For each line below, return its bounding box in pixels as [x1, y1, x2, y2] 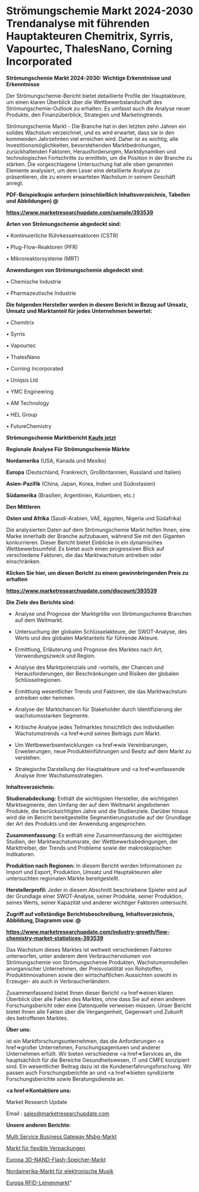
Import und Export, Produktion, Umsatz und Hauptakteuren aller [6, 868, 162, 875]
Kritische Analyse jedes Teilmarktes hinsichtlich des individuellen [14, 724, 174, 731]
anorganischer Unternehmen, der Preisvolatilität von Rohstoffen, [6, 965, 163, 972]
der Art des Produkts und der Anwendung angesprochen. [6, 820, 147, 827]
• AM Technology [6, 400, 49, 407]
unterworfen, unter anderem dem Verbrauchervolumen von [6, 952, 151, 960]
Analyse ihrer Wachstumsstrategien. [14, 772, 104, 779]
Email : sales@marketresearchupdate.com [6, 1110, 110, 1117]
